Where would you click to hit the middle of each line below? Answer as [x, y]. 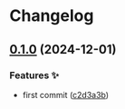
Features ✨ [34, 75]
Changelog [52, 16]
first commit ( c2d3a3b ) [66, 94]
